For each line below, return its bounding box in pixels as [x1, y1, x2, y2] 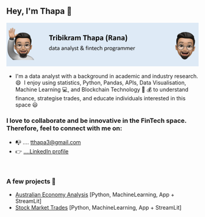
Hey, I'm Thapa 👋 [6, 6, 72, 17]
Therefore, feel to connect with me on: [6, 124, 123, 133]
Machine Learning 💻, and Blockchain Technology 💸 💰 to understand [15, 86, 189, 94]
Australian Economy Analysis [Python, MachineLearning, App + [15, 191, 175, 199]
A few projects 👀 [6, 177, 56, 185]
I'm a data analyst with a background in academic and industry [15, 73, 173, 80]
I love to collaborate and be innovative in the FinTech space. [6, 117, 187, 125]
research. [174, 73, 198, 80]
